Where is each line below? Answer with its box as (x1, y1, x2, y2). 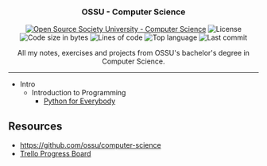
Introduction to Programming (31, 88, 126, 98)
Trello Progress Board (19, 149, 91, 159)
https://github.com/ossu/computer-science (19, 141, 161, 150)
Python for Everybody (43, 96, 116, 106)
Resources (8, 119, 63, 133)
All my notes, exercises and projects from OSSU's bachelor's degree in (17, 48, 250, 58)
